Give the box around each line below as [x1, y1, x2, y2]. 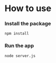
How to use [4, 3, 52, 14]
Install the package [4, 20, 51, 27]
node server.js [4, 53, 36, 58]
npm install [4, 31, 29, 36]
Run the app [4, 42, 34, 49]
